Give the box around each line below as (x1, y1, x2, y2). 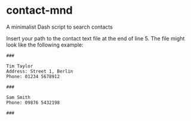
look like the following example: (6, 41, 84, 48)
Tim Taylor (6, 63, 33, 69)
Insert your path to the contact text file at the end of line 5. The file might (6, 35, 185, 42)
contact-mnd (6, 4, 73, 17)
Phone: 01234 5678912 (6, 73, 60, 79)
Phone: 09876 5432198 (6, 100, 60, 106)
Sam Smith (6, 94, 31, 100)
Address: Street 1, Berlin (6, 68, 73, 75)
